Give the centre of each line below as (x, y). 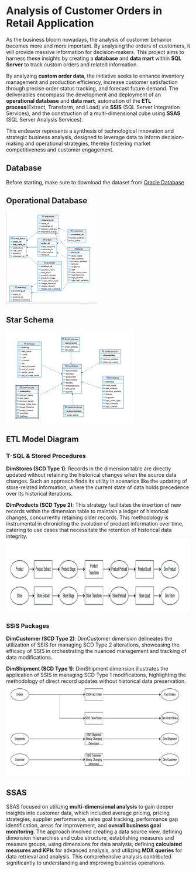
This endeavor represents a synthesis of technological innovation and (90, 131)
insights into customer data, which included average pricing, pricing (88, 813)
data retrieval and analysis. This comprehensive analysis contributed (89, 857)
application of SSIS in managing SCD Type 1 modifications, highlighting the (96, 675)
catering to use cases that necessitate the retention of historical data (89, 530)
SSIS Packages (28, 625)
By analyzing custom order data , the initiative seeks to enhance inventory (95, 76)
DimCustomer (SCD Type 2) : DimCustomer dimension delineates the (89, 639)
